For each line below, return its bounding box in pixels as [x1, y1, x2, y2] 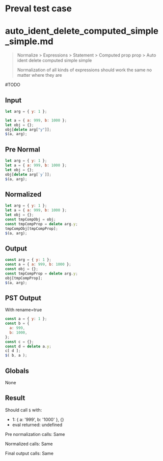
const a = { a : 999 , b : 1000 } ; [5, 262, 71, 267]
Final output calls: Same [5, 450, 54, 456]
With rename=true [5, 307, 42, 313]
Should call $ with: [5, 407, 42, 413]
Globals [5, 367, 29, 375]
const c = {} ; [5, 339, 34, 344]
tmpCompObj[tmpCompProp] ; [5, 226, 58, 231]
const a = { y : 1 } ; [5, 316, 48, 321]
